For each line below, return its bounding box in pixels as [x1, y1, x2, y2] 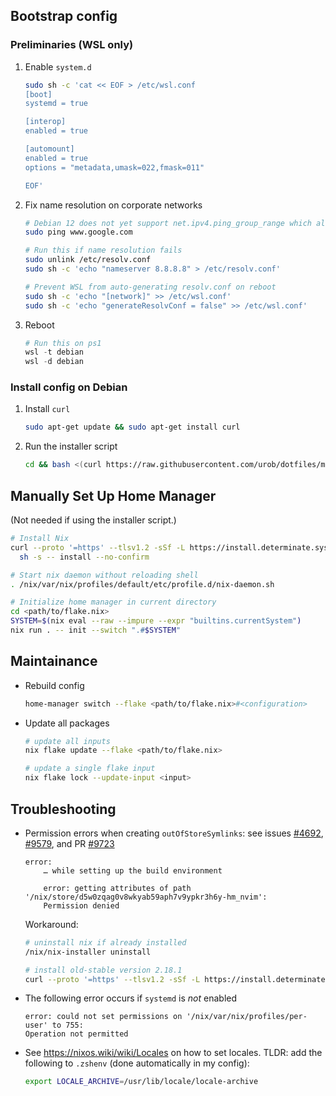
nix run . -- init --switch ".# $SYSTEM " [10, 625, 182, 636]
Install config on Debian [10, 380, 128, 394]
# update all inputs [24, 736, 111, 746]
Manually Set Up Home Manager [10, 487, 217, 504]
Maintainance [10, 653, 98, 670]
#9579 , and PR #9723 [24, 837, 115, 849]
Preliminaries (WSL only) [10, 38, 134, 52]
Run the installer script [24, 440, 118, 453]
